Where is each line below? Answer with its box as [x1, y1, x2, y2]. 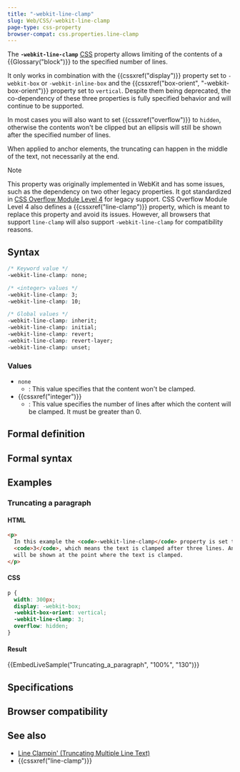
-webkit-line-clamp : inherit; [7, 317, 98, 325]
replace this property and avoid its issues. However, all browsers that [7, 210, 211, 219]
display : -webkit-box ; [14, 603, 81, 610]
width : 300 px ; [14, 596, 56, 603]
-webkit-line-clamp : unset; [7, 344, 91, 351]
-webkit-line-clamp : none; [7, 271, 88, 279]
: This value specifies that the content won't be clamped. [28, 384, 196, 393]
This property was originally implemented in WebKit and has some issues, [7, 180, 225, 189]
